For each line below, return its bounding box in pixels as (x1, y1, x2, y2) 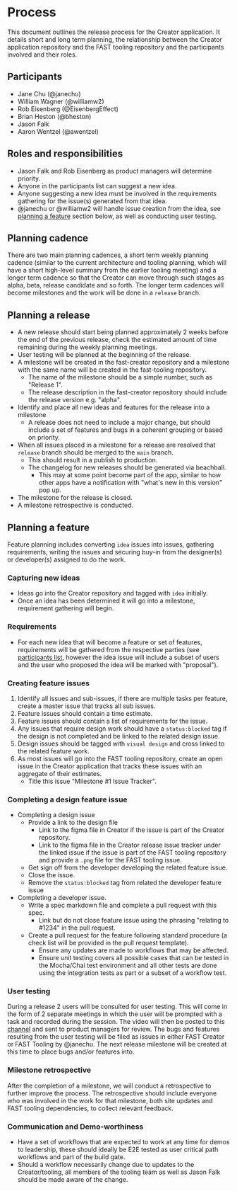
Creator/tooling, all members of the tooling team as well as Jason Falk (17, 1168, 221, 1176)
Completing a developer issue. (17, 894, 107, 902)
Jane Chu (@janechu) (17, 89, 81, 98)
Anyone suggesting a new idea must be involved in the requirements (17, 189, 217, 198)
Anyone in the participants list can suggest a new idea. (17, 181, 177, 190)
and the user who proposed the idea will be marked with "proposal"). (17, 660, 219, 669)
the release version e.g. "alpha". (28, 396, 121, 404)
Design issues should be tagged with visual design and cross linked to (17, 739, 225, 748)
